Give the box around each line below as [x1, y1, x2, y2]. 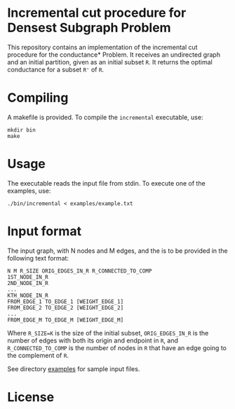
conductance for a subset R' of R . [7, 65, 104, 74]
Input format [7, 223, 82, 239]
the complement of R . [7, 351, 69, 359]
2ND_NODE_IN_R [7, 279, 49, 286]
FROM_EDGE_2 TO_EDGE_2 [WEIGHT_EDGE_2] [7, 304, 124, 311]
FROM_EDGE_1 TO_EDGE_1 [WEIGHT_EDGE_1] [7, 298, 124, 305]
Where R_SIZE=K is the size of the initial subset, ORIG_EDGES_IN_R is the [7, 328, 209, 337]
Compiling [7, 90, 69, 106]
